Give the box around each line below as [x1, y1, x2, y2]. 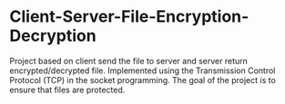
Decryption [9, 25, 97, 46]
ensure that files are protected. [9, 84, 126, 95]
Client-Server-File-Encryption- [9, 6, 249, 27]
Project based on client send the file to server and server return [9, 55, 249, 66]
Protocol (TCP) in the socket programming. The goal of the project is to [9, 74, 276, 85]
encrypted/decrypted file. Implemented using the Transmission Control [9, 65, 276, 76]
